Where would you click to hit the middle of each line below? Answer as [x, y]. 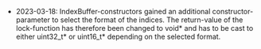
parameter [33, 20]
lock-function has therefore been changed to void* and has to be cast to [134, 28]
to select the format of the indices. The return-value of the [147, 20]
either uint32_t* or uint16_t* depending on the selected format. [118, 36]
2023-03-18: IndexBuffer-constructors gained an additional [113, 11]
